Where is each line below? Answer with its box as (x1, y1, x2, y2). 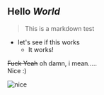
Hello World (7, 6, 60, 18)
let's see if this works (17, 38, 80, 46)
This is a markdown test (24, 24, 95, 32)
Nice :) (7, 66, 27, 75)
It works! (28, 45, 54, 53)
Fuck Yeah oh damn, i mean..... (7, 59, 98, 68)
